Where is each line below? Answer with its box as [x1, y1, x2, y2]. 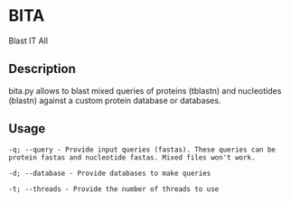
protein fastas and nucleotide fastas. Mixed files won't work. [8, 152, 256, 162]
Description [8, 61, 76, 77]
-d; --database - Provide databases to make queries [8, 169, 211, 178]
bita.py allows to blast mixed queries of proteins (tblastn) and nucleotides [8, 85, 282, 96]
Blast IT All [8, 35, 49, 46]
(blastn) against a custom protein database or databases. [8, 95, 221, 106]
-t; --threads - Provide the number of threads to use [8, 184, 220, 194]
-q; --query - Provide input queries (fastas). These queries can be [8, 145, 277, 154]
